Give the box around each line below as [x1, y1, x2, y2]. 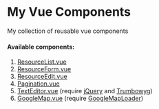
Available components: [7, 43, 75, 51]
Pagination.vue [17, 80, 60, 88]
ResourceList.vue [17, 58, 67, 66]
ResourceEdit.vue [17, 73, 67, 81]
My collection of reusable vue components [7, 27, 129, 35]
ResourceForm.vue [17, 65, 72, 73]
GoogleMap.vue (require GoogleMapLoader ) [17, 94, 144, 103]
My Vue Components [7, 4, 131, 20]
